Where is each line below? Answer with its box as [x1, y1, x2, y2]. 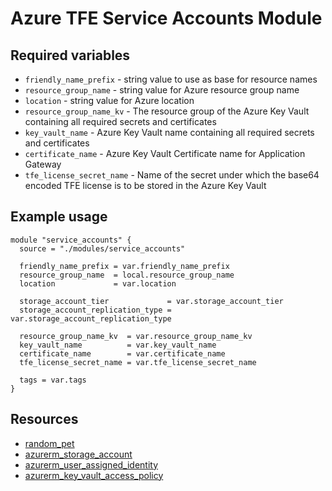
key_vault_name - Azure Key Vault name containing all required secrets [24, 127, 315, 138]
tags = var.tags [19, 375, 87, 385]
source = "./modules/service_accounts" [19, 243, 186, 254]
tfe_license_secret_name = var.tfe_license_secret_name [19, 357, 257, 367]
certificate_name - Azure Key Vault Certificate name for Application [24, 148, 306, 159]
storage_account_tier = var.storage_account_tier [19, 296, 284, 306]
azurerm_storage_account [24, 448, 133, 460]
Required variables [10, 47, 131, 64]
